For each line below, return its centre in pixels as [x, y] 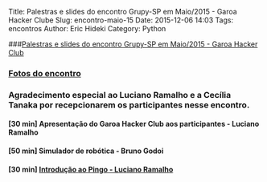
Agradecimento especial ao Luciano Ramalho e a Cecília [120, 95]
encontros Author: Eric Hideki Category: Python [87, 28]
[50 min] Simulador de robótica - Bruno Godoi [86, 151]
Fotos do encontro [45, 73]
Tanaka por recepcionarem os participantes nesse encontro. [129, 105]
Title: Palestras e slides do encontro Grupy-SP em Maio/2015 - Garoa [123, 12]
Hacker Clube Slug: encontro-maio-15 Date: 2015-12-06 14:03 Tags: [121, 20]
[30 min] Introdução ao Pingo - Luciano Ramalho [91, 169]
